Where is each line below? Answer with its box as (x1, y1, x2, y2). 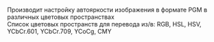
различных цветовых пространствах (7, 13, 115, 21)
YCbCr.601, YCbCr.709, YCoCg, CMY (7, 27, 112, 35)
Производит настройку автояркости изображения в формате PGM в (7, 6, 208, 14)
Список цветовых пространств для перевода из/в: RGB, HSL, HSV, (7, 20, 202, 28)
